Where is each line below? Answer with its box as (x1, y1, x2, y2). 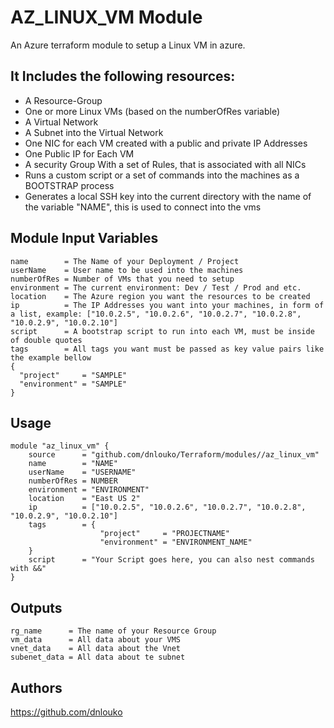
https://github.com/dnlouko (10, 706, 123, 718)
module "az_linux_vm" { (10, 441, 110, 451)
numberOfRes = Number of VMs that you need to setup (10, 274, 235, 284)
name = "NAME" (28, 459, 118, 469)
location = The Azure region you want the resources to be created (10, 291, 311, 301)
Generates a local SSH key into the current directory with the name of (24, 190, 312, 202)
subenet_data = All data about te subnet (10, 652, 186, 663)
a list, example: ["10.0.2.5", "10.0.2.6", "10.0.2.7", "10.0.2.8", (10, 309, 302, 319)
